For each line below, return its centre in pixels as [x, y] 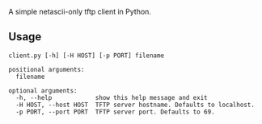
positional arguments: [46, 69]
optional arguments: [43, 91]
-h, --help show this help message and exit [112, 97]
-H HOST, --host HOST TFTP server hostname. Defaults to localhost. [135, 105]
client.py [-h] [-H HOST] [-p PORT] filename [86, 56]
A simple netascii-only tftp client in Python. [80, 12]
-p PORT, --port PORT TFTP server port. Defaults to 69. [116, 112]
